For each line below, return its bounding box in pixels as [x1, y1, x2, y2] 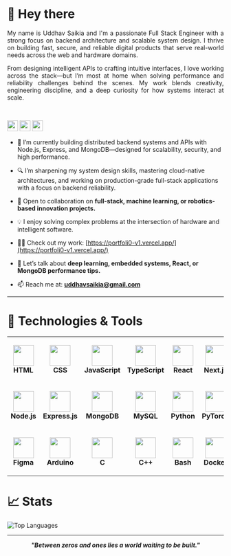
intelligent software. [16, 225, 74, 233]
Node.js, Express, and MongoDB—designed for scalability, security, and [16, 145, 221, 153]
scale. [7, 93, 24, 102]
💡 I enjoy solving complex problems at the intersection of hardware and [16, 217, 220, 225]
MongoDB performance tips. [16, 266, 101, 274]
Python [170, 412, 195, 421]
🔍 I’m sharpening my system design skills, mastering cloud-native [16, 166, 205, 175]
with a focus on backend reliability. [16, 184, 116, 192]
